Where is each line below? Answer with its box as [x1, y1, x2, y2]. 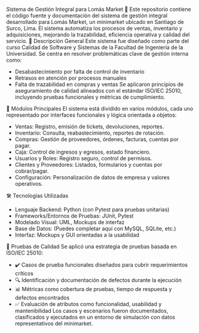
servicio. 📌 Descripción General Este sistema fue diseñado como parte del [6, 38, 189, 44]
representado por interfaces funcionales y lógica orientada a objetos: [6, 111, 177, 118]
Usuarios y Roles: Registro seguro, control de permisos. [14, 155, 152, 161]
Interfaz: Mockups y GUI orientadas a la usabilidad [14, 231, 139, 239]
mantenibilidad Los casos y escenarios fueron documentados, [14, 307, 169, 314]
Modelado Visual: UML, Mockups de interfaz [14, 219, 125, 225]
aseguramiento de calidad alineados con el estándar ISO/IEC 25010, [14, 87, 182, 94]
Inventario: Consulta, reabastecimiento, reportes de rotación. [14, 129, 166, 136]
